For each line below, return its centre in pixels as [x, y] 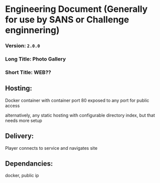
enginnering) [32, 30]
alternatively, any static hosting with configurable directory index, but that [80, 115]
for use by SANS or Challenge [67, 20]
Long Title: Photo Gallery [36, 59]
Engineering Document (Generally [77, 9]
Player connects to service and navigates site [51, 148]
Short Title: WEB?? [28, 72]
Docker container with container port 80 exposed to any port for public [77, 100]
